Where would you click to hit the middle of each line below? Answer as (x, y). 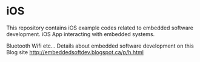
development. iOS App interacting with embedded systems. (81, 34)
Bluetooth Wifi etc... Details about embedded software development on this (100, 46)
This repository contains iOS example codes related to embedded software (100, 28)
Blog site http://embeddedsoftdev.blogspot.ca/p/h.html (75, 52)
